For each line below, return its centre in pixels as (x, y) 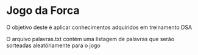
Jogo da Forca (43, 11)
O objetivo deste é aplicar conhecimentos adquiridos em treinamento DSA (99, 27)
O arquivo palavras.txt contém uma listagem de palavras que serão (90, 39)
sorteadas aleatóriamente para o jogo (53, 45)
